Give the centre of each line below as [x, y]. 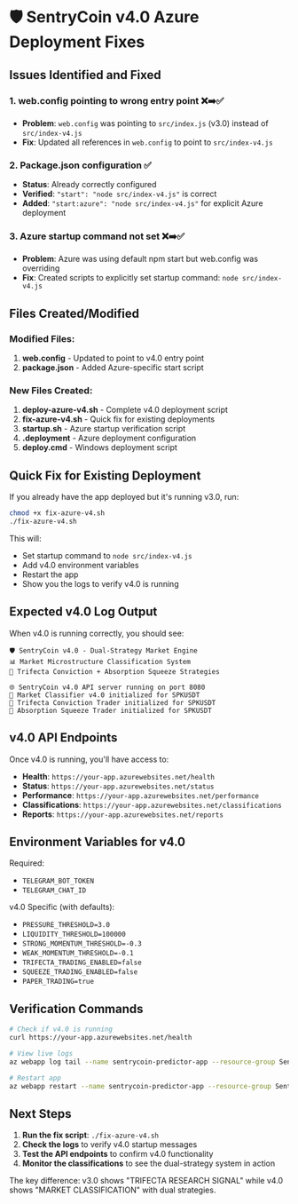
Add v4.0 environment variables [80, 566]
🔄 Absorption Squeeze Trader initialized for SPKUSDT [111, 710]
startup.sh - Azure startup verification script [104, 429]
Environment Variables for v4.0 [98, 842]
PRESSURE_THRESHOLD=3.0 [66, 925]
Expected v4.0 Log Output [83, 612]
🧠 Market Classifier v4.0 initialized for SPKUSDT [105, 695]
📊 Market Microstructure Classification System [100, 661]
